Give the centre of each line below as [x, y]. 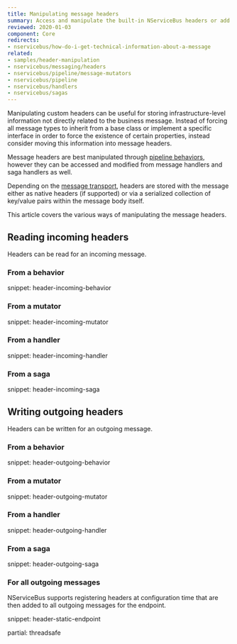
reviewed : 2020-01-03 [39, 27]
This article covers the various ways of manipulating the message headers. [117, 215]
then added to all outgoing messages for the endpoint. [87, 605]
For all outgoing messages [54, 582]
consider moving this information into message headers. [90, 143]
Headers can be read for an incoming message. [77, 254]
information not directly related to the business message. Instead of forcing [117, 121]
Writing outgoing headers [65, 412]
